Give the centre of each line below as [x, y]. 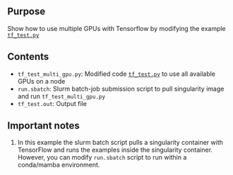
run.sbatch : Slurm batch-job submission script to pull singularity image [121, 89]
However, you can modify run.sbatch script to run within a [102, 157]
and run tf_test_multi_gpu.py [61, 96]
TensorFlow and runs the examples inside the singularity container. [115, 150]
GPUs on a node [41, 81]
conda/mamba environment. [59, 165]
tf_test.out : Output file [52, 103]
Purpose [26, 12]
